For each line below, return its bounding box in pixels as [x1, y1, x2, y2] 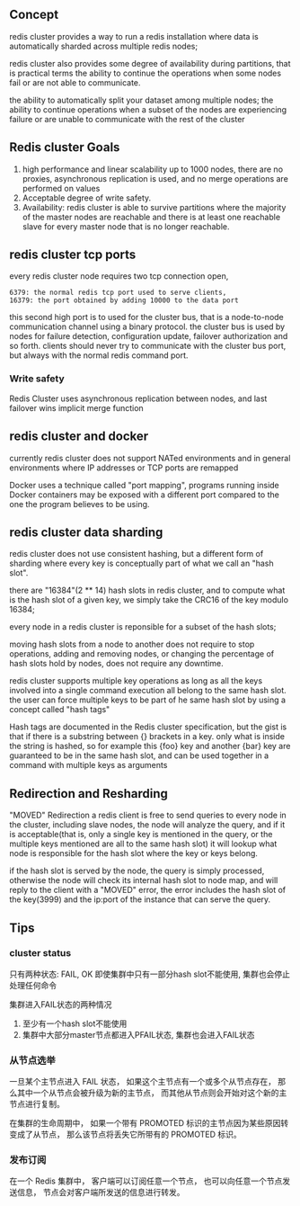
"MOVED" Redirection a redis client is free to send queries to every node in [9, 809, 287, 821]
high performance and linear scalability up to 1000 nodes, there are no [22, 164, 284, 174]
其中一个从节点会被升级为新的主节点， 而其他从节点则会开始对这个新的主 [16, 1087, 287, 1098]
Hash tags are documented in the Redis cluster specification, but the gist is [9, 721, 287, 732]
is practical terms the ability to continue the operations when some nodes [9, 67, 281, 78]
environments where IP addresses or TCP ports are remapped [9, 462, 239, 473]
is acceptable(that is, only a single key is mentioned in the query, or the [9, 829, 273, 840]
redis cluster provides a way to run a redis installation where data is [9, 31, 259, 41]
